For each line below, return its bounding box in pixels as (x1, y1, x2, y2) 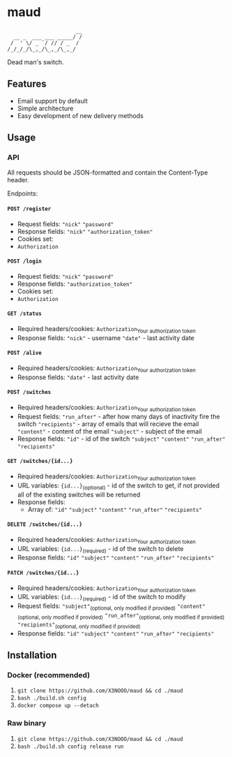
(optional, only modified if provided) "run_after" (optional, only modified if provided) (17, 612, 225, 621)
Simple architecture (17, 104, 74, 112)
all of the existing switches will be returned (17, 490, 141, 499)
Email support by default (17, 96, 88, 105)
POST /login (7, 258, 42, 265)
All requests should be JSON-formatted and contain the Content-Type (7, 168, 208, 177)
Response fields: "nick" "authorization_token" (17, 227, 153, 235)
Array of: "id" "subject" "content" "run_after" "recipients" (27, 505, 202, 513)
